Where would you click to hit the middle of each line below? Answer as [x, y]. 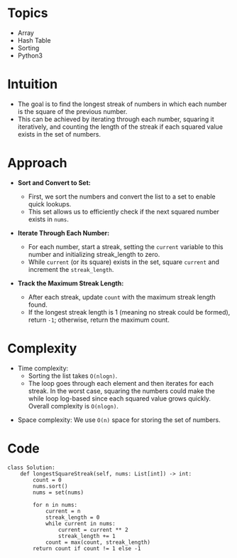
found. [38, 305]
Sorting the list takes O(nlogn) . [73, 376]
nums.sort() [51, 486]
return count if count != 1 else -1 [87, 548]
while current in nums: [80, 523]
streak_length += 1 [87, 536]
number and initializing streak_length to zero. [94, 254]
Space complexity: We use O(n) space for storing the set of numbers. [119, 420]
